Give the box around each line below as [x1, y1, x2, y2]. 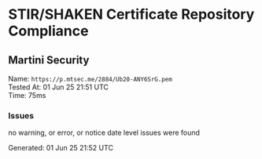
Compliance [8, 22, 89, 40]
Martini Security [8, 53, 90, 67]
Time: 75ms [8, 91, 46, 99]
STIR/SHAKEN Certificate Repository [8, 5, 255, 23]
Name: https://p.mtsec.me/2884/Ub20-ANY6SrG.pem [8, 74, 173, 83]
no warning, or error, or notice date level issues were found [8, 128, 201, 138]
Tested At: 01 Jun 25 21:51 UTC [8, 82, 109, 92]
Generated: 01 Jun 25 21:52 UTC [8, 143, 114, 153]
